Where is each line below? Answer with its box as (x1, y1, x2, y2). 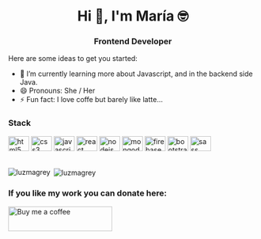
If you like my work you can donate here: (8, 188, 168, 199)
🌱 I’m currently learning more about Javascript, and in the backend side (19, 69, 253, 78)
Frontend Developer (93, 36, 172, 47)
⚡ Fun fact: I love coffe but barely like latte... (19, 95, 164, 104)
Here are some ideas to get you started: (8, 54, 138, 63)
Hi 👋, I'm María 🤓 (77, 7, 189, 25)
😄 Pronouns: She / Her (19, 86, 96, 96)
